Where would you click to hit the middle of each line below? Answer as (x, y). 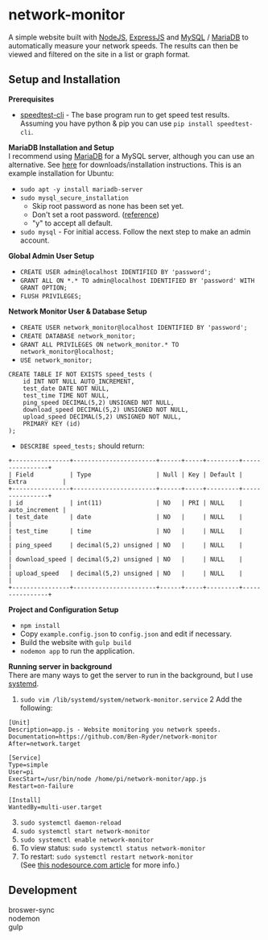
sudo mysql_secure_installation (74, 198)
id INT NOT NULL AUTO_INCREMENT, (79, 381)
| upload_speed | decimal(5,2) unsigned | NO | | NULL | (126, 573)
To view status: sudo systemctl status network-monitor (113, 847)
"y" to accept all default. (72, 223)
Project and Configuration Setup (64, 609)
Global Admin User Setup (52, 256)
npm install (40, 626)
